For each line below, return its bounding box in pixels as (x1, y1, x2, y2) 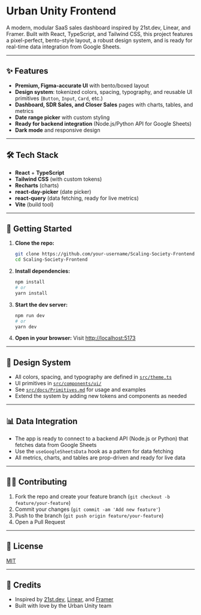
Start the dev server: (14, 301, 68, 308)
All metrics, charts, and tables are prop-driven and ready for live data (14, 454, 185, 461)
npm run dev (14, 312, 45, 318)
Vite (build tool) (14, 200, 54, 208)
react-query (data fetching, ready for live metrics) (14, 194, 139, 202)
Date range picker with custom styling (14, 114, 110, 121)
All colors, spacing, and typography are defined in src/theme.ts (14, 373, 172, 380)
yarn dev (14, 324, 37, 330)
